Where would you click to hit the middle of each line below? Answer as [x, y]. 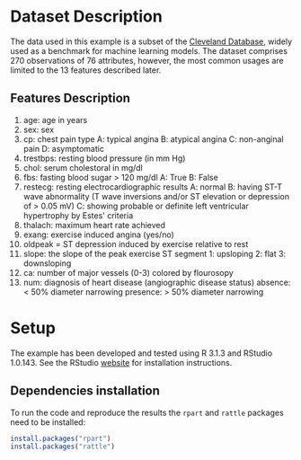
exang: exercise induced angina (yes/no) [98, 234]
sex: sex [39, 129]
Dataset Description [86, 17]
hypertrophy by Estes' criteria [78, 215]
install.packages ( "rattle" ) [63, 447]
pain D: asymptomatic [63, 148]
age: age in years [55, 119]
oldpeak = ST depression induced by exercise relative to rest [136, 243]
